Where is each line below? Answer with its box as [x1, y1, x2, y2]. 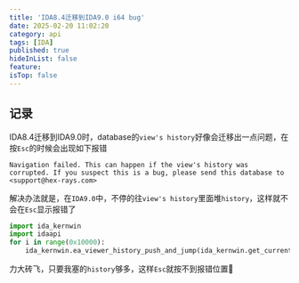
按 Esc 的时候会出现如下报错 [9, 142, 108, 153]
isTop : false [9, 71, 58, 80]
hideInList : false [9, 54, 77, 63]
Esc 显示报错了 [25, 204, 77, 214]
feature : [9, 63, 42, 72]
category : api [9, 29, 62, 38]
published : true [9, 46, 69, 55]
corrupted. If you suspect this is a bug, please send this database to [9, 168, 285, 177]
